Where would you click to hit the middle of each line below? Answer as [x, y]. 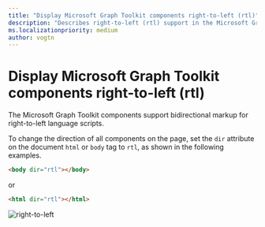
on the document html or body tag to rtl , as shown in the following [116, 147]
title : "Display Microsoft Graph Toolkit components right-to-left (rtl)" [134, 15]
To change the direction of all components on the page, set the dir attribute [131, 139]
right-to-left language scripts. [56, 124]
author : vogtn [32, 37]
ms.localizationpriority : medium [63, 30]
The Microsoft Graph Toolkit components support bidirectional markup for [128, 115]
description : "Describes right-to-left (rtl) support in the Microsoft [128, 23]
